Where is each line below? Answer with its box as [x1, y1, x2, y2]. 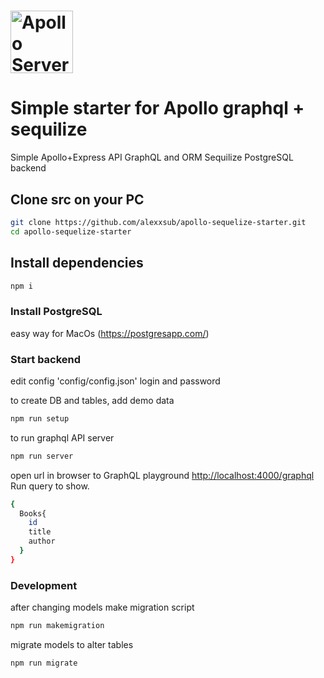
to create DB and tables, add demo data [10, 394, 175, 406]
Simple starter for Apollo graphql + [10, 97, 305, 120]
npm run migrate [10, 658, 78, 669]
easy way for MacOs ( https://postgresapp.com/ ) [10, 327, 210, 339]
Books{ [19, 508, 47, 519]
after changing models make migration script [10, 601, 195, 614]
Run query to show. [10, 480, 90, 492]
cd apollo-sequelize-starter [10, 226, 132, 237]
